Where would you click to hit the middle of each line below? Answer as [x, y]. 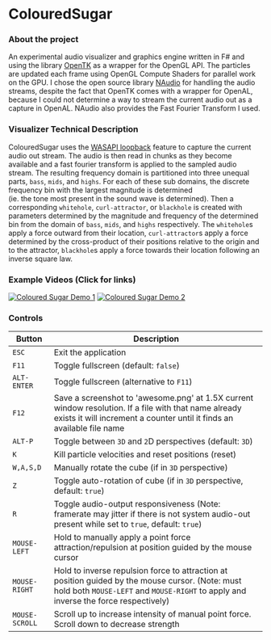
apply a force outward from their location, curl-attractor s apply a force [128, 233]
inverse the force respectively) [112, 601]
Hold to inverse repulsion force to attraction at [141, 571]
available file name [89, 428]
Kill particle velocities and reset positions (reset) [145, 455]
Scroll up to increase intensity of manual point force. [152, 614]
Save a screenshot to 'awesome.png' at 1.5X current [154, 398]
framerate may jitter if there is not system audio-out [152, 514]
